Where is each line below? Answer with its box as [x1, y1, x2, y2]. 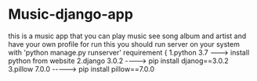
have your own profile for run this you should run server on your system [8, 39, 241, 48]
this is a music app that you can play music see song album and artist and [8, 31, 247, 40]
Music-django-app [8, 5, 133, 23]
